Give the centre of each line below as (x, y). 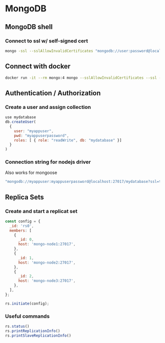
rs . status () (17, 326)
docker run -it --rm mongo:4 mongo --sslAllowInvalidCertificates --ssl (81, 78)
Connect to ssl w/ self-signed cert (47, 41)
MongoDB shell (29, 27)
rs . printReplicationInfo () (33, 331)
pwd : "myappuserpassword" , (41, 136)
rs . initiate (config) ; (27, 304)
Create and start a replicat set (41, 211)
